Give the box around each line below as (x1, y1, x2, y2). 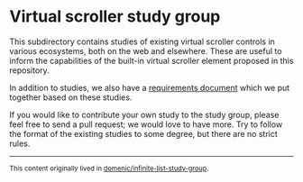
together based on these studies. (9, 92, 133, 103)
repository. (9, 65, 50, 76)
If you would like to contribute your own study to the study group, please (9, 109, 280, 120)
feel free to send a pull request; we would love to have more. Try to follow (9, 119, 283, 130)
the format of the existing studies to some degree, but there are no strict (9, 128, 278, 139)
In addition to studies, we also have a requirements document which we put (9, 82, 290, 93)
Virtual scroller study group (9, 6, 221, 27)
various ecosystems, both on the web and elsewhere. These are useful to (9, 45, 282, 56)
